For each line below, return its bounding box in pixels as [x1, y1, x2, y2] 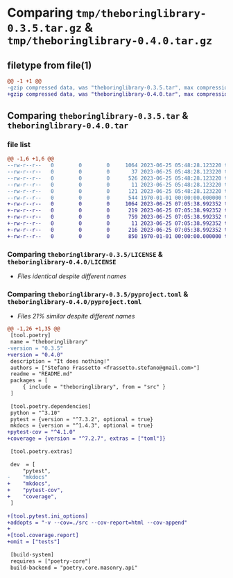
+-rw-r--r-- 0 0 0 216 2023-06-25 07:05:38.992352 [7, 226, 222, 233]
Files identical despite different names [17, 272, 127, 280]
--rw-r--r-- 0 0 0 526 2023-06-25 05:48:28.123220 [7, 175, 222, 182]
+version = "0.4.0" [7, 351, 64, 358]
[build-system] [10, 551, 54, 558]
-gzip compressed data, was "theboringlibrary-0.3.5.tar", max [7, 84, 194, 91]
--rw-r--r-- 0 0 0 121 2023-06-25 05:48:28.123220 [7, 187, 222, 195]
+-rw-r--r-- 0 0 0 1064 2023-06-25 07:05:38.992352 [7, 201, 222, 207]
